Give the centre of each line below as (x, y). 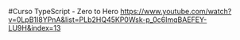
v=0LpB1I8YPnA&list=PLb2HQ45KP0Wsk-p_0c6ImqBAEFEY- (108, 20)
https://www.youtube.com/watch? (176, 11)
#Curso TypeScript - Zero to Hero (64, 11)
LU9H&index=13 (35, 28)
